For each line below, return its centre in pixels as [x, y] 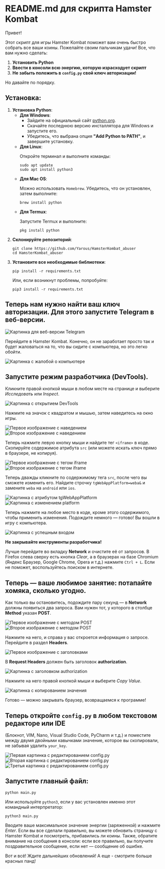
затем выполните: [38, 194]
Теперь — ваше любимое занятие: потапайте [79, 583]
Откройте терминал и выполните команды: [65, 156]
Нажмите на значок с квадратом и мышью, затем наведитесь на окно [79, 413]
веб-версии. [25, 320]
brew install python [41, 202]
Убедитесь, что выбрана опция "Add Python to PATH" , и [86, 136]
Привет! [14, 33]
